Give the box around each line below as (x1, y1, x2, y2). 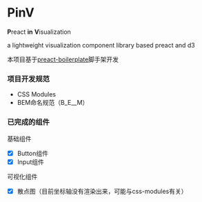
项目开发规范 (7, 74, 50, 83)
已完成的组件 (7, 117, 50, 127)
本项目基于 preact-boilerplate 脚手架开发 (7, 55, 119, 63)
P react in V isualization (7, 28, 71, 36)
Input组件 (17, 157, 45, 166)
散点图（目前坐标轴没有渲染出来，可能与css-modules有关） (17, 187, 188, 195)
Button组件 (17, 149, 48, 157)
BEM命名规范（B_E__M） (17, 99, 89, 107)
